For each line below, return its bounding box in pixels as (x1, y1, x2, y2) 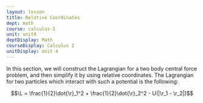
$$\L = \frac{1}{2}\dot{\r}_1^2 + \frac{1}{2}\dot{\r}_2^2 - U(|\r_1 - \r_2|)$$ (10, 89, 194, 97)
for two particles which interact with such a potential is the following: (6, 78, 179, 85)
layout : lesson (6, 8, 45, 15)
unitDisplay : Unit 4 (6, 48, 59, 55)
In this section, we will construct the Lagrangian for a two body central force (6, 65, 198, 72)
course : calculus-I (6, 25, 56, 32)
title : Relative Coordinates (6, 15, 80, 21)
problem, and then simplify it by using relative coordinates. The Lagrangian (6, 71, 194, 79)
